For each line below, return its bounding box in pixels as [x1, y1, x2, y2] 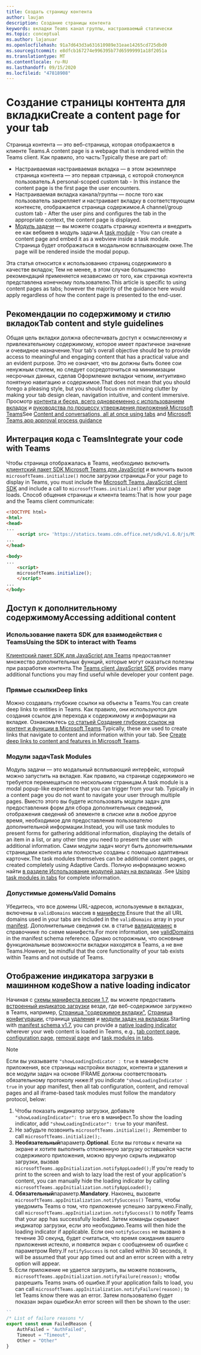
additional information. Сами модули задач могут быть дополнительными [6, 842, 193, 850]
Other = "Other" [17, 1338, 58, 1344]
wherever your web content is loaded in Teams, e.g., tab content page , [6, 1028, 181, 1035]
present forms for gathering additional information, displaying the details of [6, 830, 191, 837]
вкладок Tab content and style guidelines [6, 318, 164, 328]
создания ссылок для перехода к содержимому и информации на [6, 712, 176, 719]
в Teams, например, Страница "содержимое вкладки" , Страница [6, 1009, 173, 1016]
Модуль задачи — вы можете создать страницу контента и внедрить [14, 223, 192, 230]
